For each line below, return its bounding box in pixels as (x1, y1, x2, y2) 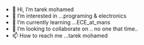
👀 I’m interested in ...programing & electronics (12, 12, 126, 19)
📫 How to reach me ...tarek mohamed (12, 32, 108, 39)
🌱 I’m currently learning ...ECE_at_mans (12, 19, 111, 26)
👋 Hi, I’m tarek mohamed (12, 6, 74, 13)
